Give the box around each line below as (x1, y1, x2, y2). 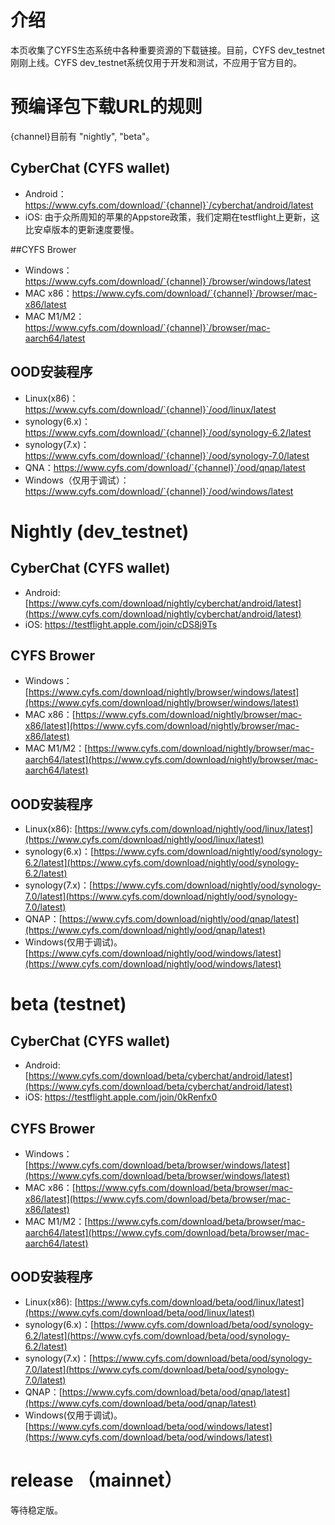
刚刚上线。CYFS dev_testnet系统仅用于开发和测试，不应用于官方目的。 (10, 56, 303, 68)
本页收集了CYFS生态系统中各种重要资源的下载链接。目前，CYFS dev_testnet (10, 44, 326, 56)
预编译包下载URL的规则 (10, 96, 203, 118)
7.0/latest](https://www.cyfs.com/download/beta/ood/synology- (24, 1363, 289, 1375)
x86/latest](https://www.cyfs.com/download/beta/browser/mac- (24, 1192, 291, 1205)
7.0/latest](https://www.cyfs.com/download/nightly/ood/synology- (24, 891, 298, 903)
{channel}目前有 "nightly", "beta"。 (10, 130, 155, 142)
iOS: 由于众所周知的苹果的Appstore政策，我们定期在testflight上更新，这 (24, 211, 320, 223)
